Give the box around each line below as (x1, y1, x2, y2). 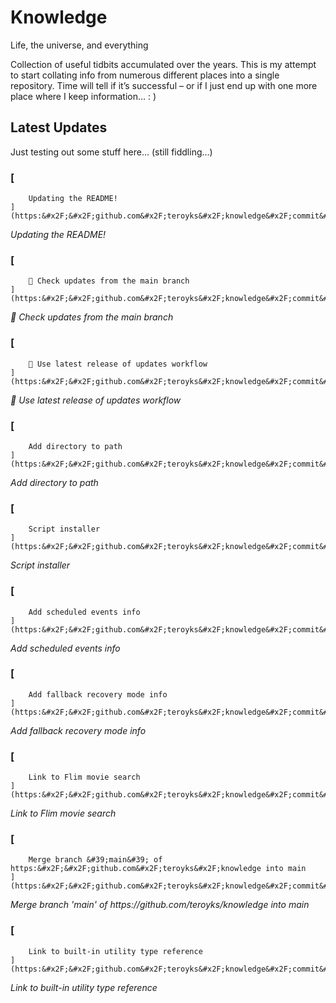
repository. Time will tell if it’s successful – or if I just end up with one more (10, 79, 318, 91)
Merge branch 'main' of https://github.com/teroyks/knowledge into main (10, 899, 310, 911)
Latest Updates (10, 119, 108, 136)
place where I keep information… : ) (10, 90, 157, 102)
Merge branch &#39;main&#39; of (28, 855, 163, 865)
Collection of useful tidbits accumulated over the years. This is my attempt (10, 58, 317, 70)
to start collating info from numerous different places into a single (10, 69, 280, 81)
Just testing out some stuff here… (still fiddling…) (10, 146, 213, 158)
